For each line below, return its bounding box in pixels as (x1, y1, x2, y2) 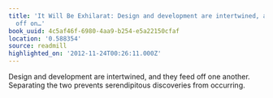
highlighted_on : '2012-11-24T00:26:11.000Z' (8, 49, 162, 58)
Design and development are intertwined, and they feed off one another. (8, 72, 250, 81)
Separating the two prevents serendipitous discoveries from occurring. (8, 80, 245, 90)
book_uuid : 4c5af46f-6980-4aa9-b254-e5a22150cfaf (8, 27, 180, 35)
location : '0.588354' (8, 34, 82, 43)
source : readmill (8, 42, 67, 50)
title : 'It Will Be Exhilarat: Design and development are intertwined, (8, 11, 260, 20)
